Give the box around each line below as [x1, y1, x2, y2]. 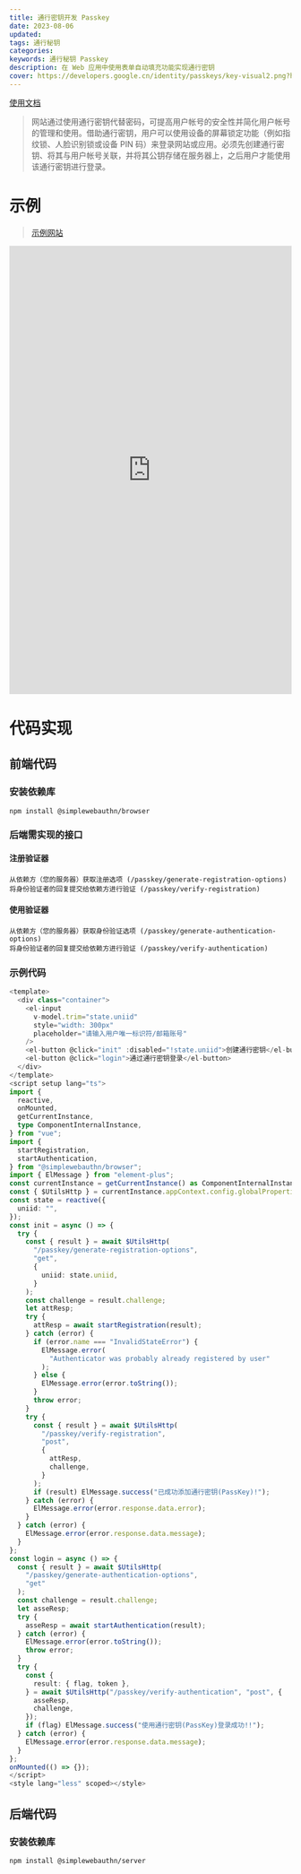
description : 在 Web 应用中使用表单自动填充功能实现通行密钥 [9, 64, 215, 73]
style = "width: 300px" [32, 1020, 115, 1029]
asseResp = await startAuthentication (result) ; [25, 1620, 206, 1630]
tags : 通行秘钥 [9, 38, 61, 48]
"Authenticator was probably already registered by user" [48, 1354, 271, 1363]
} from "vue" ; [9, 1129, 63, 1139]
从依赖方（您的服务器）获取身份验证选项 [9, 926, 136, 935]
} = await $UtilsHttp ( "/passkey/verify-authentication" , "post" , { [25, 1687, 282, 1696]
